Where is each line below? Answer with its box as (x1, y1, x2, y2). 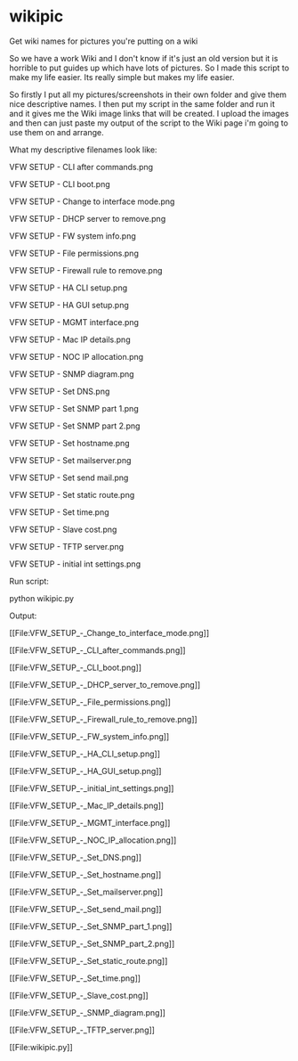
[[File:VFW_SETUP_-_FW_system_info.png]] (9, 730, 170, 741)
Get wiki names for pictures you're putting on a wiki (9, 36, 198, 46)
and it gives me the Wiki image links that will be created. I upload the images (9, 108, 289, 118)
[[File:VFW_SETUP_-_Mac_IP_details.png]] (9, 800, 165, 811)
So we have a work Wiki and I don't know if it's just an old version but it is (9, 53, 278, 63)
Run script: (9, 575, 49, 586)
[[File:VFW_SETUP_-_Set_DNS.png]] (9, 852, 142, 862)
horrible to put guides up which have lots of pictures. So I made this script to (9, 62, 290, 73)
